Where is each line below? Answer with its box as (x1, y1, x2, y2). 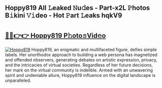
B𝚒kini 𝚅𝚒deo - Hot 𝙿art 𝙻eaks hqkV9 (5, 12, 123, 20)
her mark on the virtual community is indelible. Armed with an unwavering (5, 67, 153, 73)
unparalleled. (5, 77, 32, 83)
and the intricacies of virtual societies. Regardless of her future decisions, (5, 62, 153, 68)
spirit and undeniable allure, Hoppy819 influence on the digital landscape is (5, 73, 156, 78)
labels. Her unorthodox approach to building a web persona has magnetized (5, 52, 158, 58)
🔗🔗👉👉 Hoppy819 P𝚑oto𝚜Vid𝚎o (5, 31, 106, 40)
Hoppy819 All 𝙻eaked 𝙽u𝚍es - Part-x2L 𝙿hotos (5, 4, 150, 12)
